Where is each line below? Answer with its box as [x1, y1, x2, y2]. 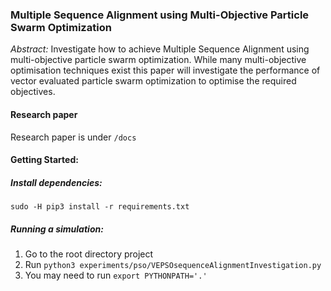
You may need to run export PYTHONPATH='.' [24, 269, 208, 282]
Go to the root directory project [24, 248, 154, 260]
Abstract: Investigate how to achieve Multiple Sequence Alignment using [10, 43, 310, 55]
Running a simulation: [10, 223, 104, 235]
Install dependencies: [10, 176, 103, 188]
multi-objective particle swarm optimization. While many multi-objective [10, 54, 307, 66]
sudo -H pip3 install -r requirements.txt [10, 202, 190, 212]
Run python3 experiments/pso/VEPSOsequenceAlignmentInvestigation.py [24, 259, 322, 271]
